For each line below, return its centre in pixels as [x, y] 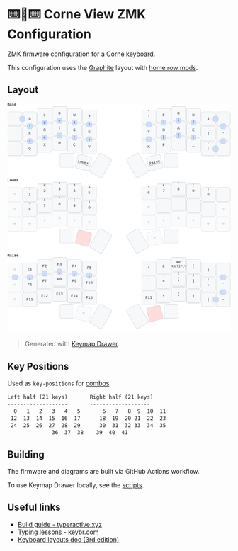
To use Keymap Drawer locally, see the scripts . [76, 485]
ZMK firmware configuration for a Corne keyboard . [81, 54]
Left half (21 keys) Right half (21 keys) [80, 397]
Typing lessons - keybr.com [58, 532]
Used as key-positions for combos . [59, 383]
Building [26, 454]
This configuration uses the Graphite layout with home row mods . [103, 67]
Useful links [34, 507]
